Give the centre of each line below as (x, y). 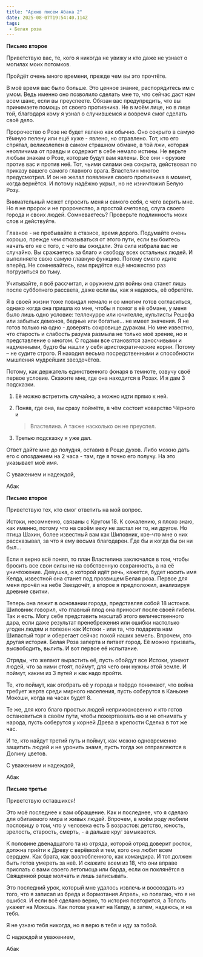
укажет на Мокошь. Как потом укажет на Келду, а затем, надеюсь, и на (99, 907)
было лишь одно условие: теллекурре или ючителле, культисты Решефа (100, 315)
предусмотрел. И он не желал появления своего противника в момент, (99, 177)
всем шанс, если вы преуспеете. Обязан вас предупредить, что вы (94, 101)
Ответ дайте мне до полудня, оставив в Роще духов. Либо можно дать (98, 450)
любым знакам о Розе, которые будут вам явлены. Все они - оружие (96, 158)
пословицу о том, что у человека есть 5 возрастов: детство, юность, (96, 825)
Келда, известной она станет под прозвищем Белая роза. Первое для (97, 578)
